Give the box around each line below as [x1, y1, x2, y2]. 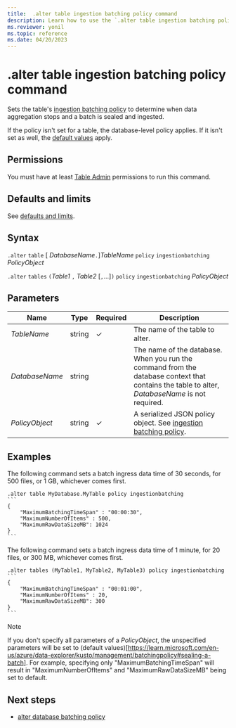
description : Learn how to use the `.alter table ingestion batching [7, 17, 216, 24]
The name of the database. [133, 345, 223, 355]
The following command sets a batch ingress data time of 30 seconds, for [7, 469, 221, 478]
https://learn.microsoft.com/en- [127, 644, 220, 652]
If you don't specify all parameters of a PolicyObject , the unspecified [7, 636, 206, 644]
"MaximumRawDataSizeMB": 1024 [20, 521, 109, 528]
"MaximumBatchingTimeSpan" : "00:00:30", [20, 509, 143, 516]
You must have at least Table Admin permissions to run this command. [7, 172, 211, 181]
